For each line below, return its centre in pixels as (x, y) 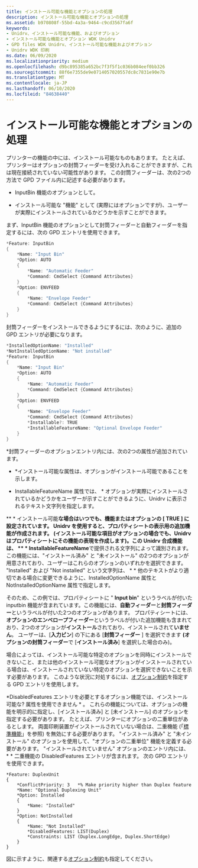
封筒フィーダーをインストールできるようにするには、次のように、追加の (94, 327)
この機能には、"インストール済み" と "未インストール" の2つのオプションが (98, 555)
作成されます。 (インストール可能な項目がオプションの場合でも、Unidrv (104, 533)
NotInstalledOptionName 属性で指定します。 (60, 585)
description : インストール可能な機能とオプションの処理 (67, 17)
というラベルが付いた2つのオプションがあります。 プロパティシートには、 (101, 612)
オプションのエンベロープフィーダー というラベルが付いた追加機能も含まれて (99, 619)
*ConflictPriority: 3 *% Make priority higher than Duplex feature (104, 785)
